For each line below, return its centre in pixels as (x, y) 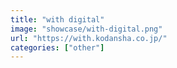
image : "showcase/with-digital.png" (86, 29)
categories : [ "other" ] (57, 47)
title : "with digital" (57, 19)
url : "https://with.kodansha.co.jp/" (89, 38)
